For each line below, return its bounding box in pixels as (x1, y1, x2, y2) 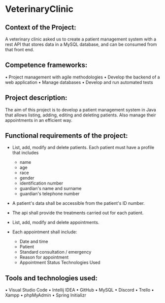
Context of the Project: (5, 23, 76, 32)
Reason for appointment (19, 254, 69, 260)
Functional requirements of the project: (5, 132, 128, 140)
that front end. (5, 47, 34, 52)
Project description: (5, 94, 67, 102)
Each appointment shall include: (12, 229, 77, 235)
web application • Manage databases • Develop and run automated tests (5, 79, 154, 85)
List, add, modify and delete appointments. (12, 220, 99, 226)
